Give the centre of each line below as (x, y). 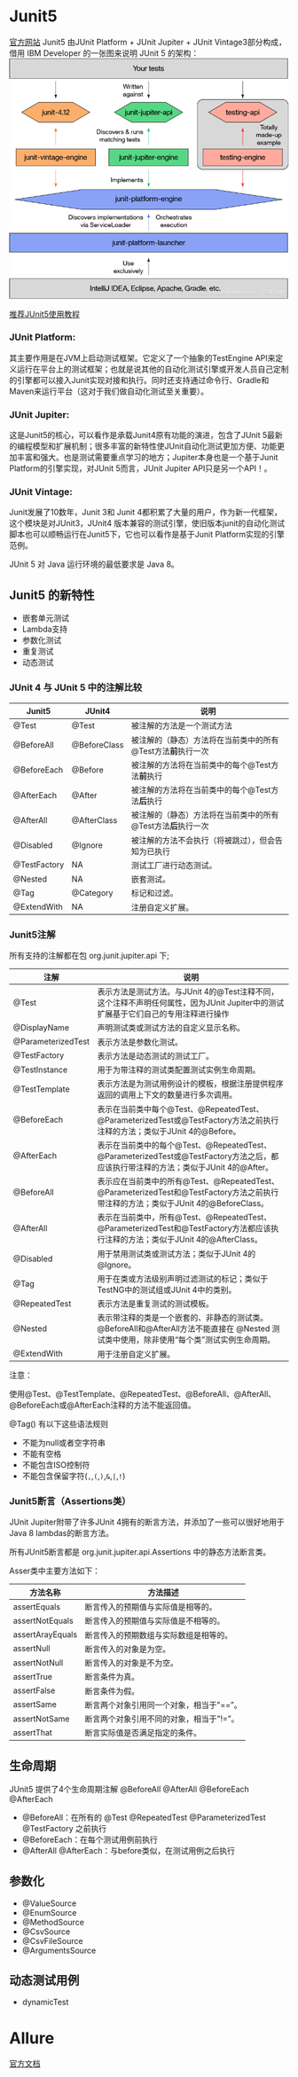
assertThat (33, 1732)
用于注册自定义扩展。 (136, 1353)
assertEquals (36, 1606)
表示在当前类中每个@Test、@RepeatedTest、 (180, 1109)
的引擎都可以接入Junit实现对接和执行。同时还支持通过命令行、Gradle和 (139, 380)
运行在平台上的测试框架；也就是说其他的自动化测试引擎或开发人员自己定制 (153, 369)
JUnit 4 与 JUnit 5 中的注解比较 (76, 687)
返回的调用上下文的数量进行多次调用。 (167, 1095)
